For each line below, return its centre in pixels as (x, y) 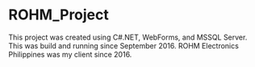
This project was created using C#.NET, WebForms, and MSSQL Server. (128, 37)
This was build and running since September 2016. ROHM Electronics (124, 45)
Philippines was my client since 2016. (70, 54)
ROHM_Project (59, 15)
